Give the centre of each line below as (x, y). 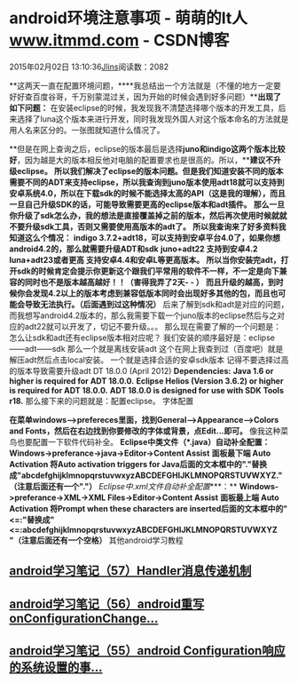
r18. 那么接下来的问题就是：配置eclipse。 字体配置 (102, 401)
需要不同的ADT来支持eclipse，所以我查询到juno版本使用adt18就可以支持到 (147, 182)
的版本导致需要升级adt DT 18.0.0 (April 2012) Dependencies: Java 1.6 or (141, 370)
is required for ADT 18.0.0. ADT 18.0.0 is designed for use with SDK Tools (146, 390)
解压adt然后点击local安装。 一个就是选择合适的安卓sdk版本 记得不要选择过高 (149, 360)
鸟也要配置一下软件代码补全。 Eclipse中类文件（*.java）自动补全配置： (140, 441)
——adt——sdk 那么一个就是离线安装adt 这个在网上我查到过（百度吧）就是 (146, 348)
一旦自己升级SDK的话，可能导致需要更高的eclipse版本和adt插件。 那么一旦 (147, 204)
